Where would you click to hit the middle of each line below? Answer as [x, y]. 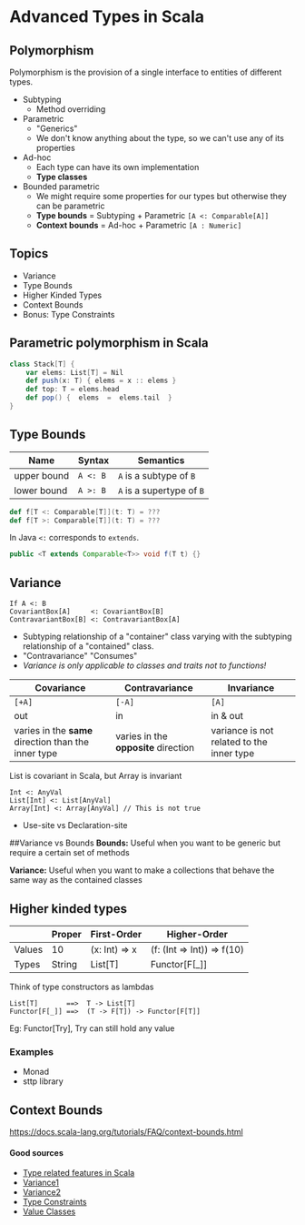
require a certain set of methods [69, 853]
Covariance [60, 688]
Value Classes [49, 1211]
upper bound [42, 475]
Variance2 [42, 1192]
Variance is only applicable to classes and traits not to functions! [144, 665]
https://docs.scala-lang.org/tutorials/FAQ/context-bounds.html [126, 1132]
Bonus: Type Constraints [69, 314]
